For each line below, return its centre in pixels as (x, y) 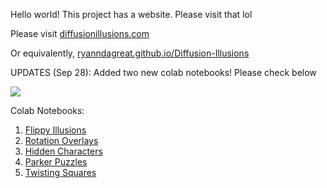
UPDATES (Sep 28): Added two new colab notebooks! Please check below (163, 72)
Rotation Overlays (61, 140)
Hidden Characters (63, 151)
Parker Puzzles (56, 162)
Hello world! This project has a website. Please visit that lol (131, 14)
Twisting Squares (60, 172)
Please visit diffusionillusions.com (80, 33)
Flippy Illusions (55, 130)
